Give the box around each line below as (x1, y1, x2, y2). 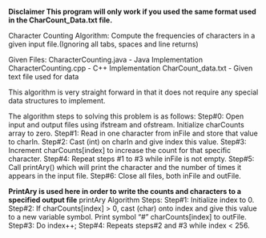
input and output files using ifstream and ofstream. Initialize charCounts (8, 120, 244, 129)
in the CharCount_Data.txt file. (8, 15, 113, 25)
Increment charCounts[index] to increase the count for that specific (8, 146, 231, 155)
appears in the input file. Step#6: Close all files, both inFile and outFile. (8, 171, 242, 180)
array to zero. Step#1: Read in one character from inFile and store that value (8, 128, 258, 138)
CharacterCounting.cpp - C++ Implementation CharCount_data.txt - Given (8, 63, 253, 73)
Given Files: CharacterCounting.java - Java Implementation (8, 55, 204, 64)
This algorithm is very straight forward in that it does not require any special (8, 87, 259, 97)
